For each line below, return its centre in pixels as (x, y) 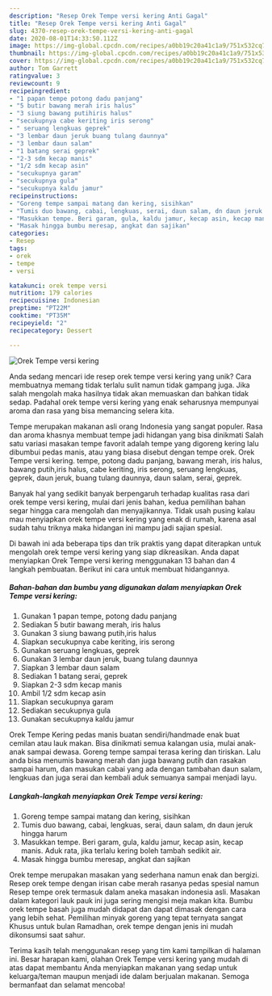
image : (20, 46)
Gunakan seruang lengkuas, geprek (80, 651)
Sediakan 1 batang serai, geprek (74, 676)
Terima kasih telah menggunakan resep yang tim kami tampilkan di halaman (135, 951)
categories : (29, 234)
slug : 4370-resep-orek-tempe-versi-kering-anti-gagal (102, 31)
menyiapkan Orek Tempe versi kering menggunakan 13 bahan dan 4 (123, 560)
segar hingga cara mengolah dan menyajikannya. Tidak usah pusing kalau (132, 510)
